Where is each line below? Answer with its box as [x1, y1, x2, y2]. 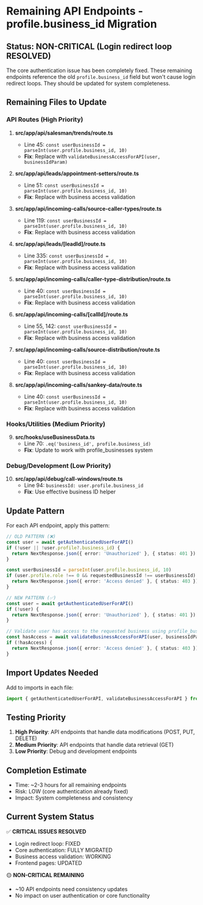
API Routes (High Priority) [6, 115, 83, 124]
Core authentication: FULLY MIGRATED [14, 846, 113, 853]
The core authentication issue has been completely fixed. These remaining [6, 67, 192, 74]
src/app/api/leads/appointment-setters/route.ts [14, 170, 139, 177]
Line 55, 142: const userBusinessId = [24, 322, 117, 330]
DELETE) [14, 735, 37, 742]
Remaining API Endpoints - [6, 4, 143, 18]
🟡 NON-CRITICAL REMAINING [6, 871, 85, 878]
